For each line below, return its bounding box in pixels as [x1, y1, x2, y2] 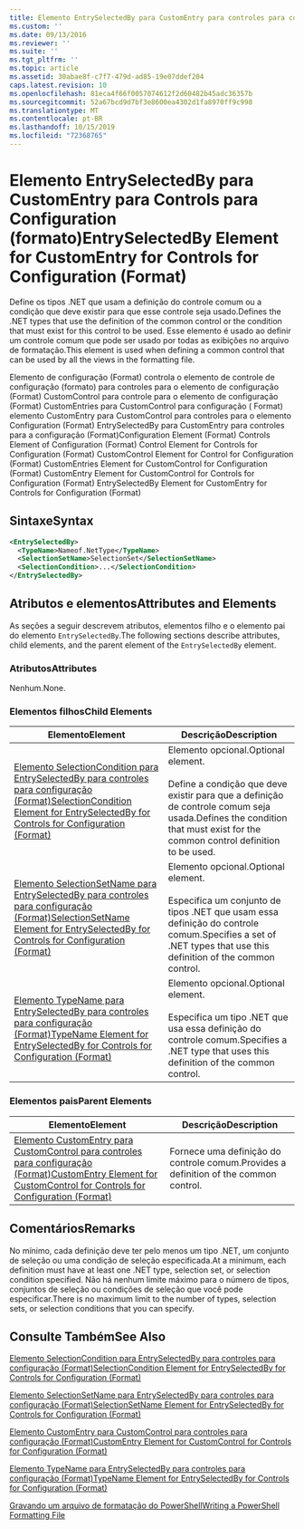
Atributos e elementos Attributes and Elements [9, 596, 277, 611]
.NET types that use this [167, 939, 270, 952]
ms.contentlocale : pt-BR [9, 114, 103, 123]
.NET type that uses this [167, 1045, 270, 1058]
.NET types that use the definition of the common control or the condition [9, 315, 283, 326]
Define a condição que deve [167, 778, 288, 791]
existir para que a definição [167, 789, 284, 802]
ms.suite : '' [9, 47, 59, 56]
